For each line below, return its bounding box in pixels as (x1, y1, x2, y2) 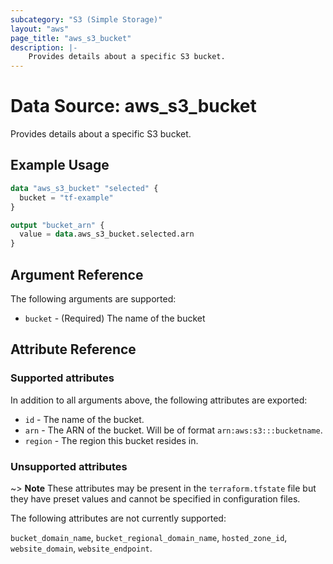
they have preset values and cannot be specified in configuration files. (10, 492, 301, 505)
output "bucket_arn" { (10, 220, 105, 230)
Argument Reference (10, 266, 144, 283)
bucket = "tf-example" (19, 192, 114, 203)
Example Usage (10, 157, 110, 174)
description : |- (10, 42, 78, 53)
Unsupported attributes (10, 459, 128, 473)
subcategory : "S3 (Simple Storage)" (10, 14, 163, 25)
